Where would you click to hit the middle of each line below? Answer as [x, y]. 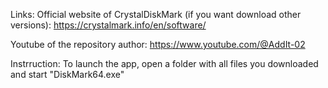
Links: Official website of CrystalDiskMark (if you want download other [156, 14]
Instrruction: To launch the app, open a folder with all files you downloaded [164, 63]
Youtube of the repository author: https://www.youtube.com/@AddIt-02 [158, 44]
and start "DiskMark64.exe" [67, 74]
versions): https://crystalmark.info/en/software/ [108, 25]
